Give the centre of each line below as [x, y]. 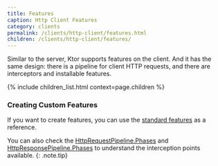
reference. [22, 127]
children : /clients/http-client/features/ [69, 39]
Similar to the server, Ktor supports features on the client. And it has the [109, 59]
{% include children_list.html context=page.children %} [86, 87]
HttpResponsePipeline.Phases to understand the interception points [104, 148]
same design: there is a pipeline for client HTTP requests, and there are [109, 66]
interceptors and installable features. [60, 74]
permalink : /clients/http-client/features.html [77, 33]
